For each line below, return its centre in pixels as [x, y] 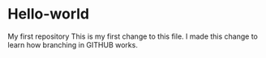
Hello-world [49, 14]
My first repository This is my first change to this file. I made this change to [133, 36]
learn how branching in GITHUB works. [73, 44]
